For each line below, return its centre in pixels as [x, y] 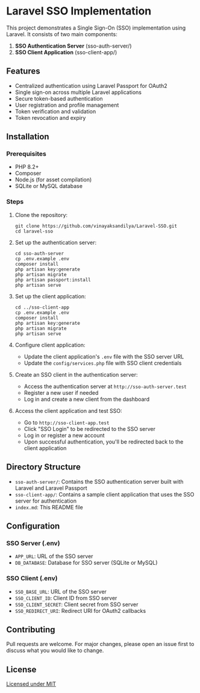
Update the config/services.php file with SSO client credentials [103, 363]
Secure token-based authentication [59, 98]
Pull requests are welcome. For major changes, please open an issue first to [100, 644]
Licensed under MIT [31, 684]
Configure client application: [50, 345]
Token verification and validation [55, 111]
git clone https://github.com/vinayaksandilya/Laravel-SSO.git [96, 226]
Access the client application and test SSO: [68, 410]
